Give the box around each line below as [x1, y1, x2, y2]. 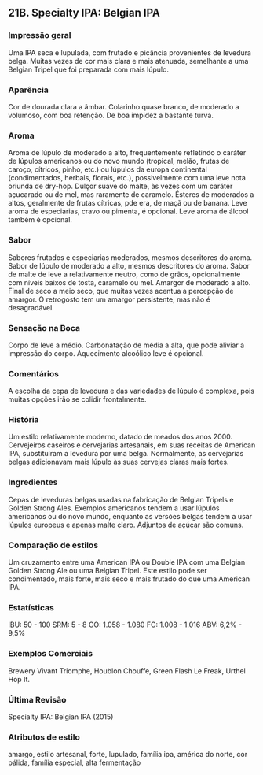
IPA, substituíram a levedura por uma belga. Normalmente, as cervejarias [8, 449, 244, 458]
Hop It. [8, 674, 30, 684]
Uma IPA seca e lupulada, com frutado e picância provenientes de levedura [8, 47, 251, 57]
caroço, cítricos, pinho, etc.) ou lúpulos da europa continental [8, 165, 208, 174]
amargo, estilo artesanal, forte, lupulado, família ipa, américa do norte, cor [8, 750, 248, 759]
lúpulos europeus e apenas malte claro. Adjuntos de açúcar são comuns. [8, 520, 244, 529]
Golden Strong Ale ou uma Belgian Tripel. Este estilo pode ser [8, 566, 208, 576]
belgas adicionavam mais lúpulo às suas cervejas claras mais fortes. [8, 457, 229, 467]
